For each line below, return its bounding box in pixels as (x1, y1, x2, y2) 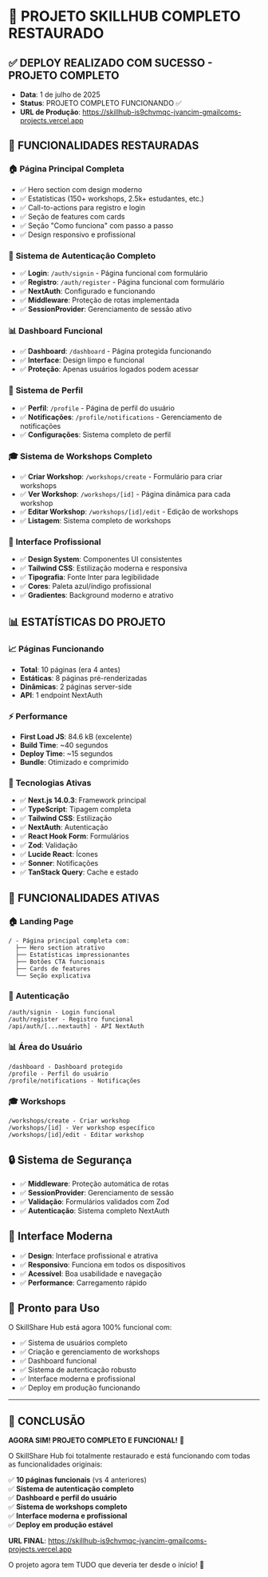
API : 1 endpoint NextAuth (19, 690, 103, 699)
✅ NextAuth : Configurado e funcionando (19, 286, 156, 295)
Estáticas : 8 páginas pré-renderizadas (19, 673, 148, 682)
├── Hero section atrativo (15, 944, 105, 952)
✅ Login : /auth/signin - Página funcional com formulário (19, 268, 208, 278)
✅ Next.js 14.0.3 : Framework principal (19, 795, 146, 805)
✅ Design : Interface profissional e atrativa (19, 1251, 159, 1260)
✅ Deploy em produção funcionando (19, 1383, 141, 1393)
